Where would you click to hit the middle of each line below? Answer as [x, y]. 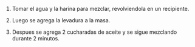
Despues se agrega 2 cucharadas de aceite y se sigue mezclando [94, 32]
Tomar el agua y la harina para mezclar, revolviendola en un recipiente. [101, 9]
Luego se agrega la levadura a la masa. [61, 20]
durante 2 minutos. [36, 38]
